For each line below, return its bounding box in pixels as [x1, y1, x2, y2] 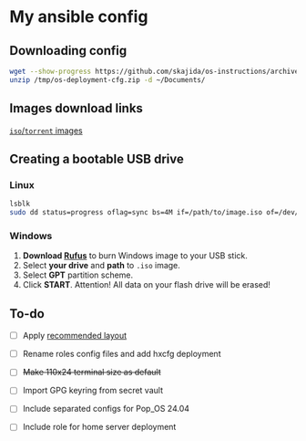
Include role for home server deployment [22, 422, 177, 433]
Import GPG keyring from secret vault [22, 385, 164, 396]
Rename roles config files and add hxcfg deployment [22, 349, 221, 360]
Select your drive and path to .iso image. [22, 260, 180, 271]
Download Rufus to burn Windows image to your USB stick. [22, 250, 249, 261]
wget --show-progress [9, 67, 92, 76]
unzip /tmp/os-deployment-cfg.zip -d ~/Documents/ [9, 75, 206, 84]
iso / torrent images [9, 125, 84, 136]
